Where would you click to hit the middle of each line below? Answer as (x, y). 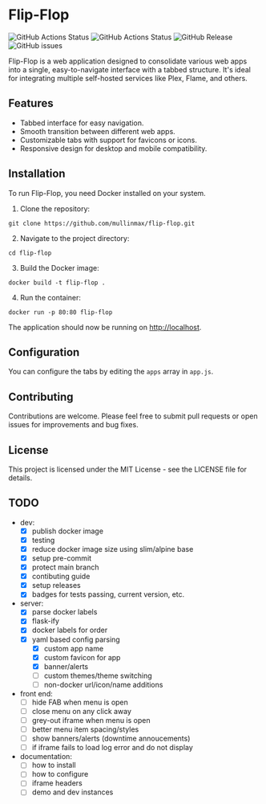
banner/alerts (66, 666)
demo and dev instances (73, 792)
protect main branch (65, 567)
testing (43, 540)
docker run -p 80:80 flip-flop (60, 312)
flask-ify (46, 621)
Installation (37, 174)
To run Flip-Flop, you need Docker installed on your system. (107, 193)
